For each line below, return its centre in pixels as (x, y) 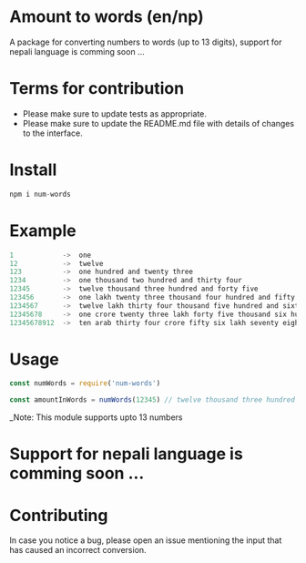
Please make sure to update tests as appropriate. (115, 113)
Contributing (59, 515)
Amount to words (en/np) (107, 17)
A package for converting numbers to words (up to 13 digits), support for (146, 42)
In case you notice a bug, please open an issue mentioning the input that (146, 540)
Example (43, 230)
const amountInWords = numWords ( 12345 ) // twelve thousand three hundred (153, 400)
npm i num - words (40, 194)
